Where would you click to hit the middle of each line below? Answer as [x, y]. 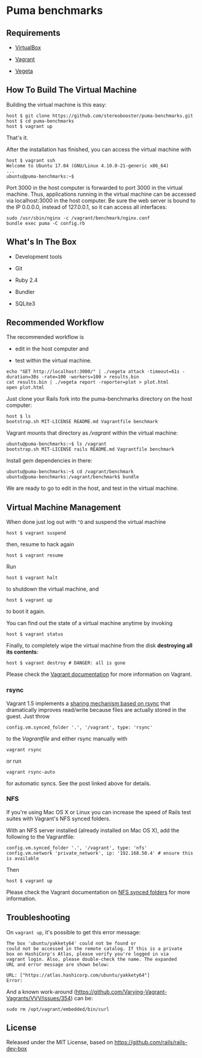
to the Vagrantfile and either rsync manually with [67, 738]
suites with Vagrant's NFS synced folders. [58, 819]
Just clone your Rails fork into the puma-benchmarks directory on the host [99, 399]
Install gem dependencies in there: [49, 461]
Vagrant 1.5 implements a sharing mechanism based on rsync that [88, 703]
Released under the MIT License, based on [60, 1042]
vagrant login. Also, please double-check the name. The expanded [92, 959]
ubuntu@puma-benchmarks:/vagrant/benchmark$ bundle [73, 477]
